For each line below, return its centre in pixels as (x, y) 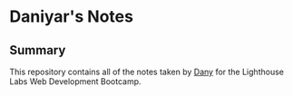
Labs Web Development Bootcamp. (76, 82)
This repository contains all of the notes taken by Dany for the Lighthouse (146, 72)
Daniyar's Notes (72, 17)
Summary (38, 50)
